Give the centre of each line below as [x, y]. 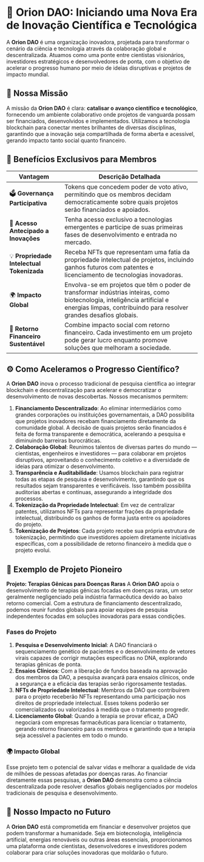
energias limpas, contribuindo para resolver [127, 307]
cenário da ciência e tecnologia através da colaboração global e [87, 49]
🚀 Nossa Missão [37, 93]
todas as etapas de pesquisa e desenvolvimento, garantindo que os [100, 480]
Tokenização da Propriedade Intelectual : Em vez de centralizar [95, 505]
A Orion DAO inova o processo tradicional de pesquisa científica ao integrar [101, 384]
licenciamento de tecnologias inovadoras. [124, 274]
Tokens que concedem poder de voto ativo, [126, 186]
